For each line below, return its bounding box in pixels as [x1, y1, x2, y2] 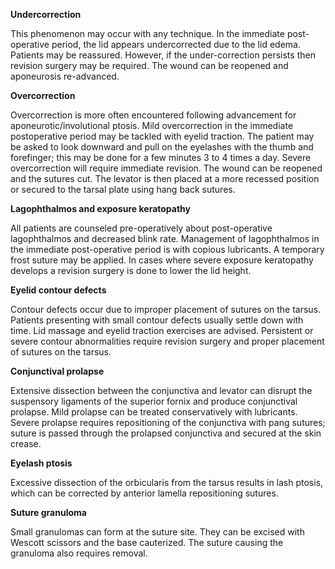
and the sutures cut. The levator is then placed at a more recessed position [10, 173, 320, 184]
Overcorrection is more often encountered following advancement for [10, 109, 297, 121]
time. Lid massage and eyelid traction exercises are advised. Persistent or [10, 325, 314, 336]
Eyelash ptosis [10, 457, 73, 469]
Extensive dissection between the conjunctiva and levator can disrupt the [10, 385, 313, 396]
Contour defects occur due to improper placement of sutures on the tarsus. [10, 304, 322, 315]
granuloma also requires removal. [10, 547, 148, 559]
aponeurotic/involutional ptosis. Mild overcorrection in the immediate [10, 120, 294, 131]
